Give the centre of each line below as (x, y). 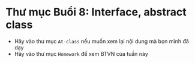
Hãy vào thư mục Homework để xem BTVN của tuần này (81, 53)
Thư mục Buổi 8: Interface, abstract (96, 12)
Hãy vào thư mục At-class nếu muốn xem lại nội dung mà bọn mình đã (102, 41)
